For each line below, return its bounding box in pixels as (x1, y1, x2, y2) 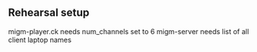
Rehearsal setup (8, 6, 90, 19)
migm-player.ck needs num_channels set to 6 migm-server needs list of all (8, 26, 249, 36)
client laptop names (8, 35, 72, 44)
